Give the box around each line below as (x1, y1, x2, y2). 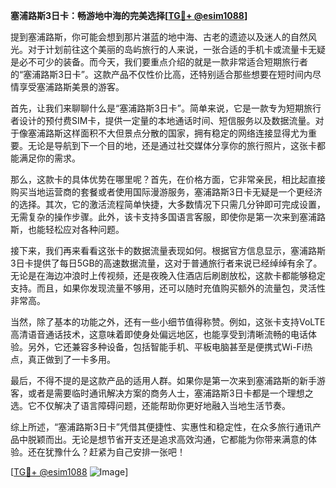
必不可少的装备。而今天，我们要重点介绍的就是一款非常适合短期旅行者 (18, 56, 308, 68)
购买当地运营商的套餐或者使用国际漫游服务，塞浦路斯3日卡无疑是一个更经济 (10, 186, 323, 198)
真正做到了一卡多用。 (27, 354, 116, 365)
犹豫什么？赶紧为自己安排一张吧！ (44, 446, 186, 458)
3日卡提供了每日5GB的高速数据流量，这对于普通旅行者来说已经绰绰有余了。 (10, 257, 323, 269)
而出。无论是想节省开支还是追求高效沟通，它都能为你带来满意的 (44, 434, 308, 445)
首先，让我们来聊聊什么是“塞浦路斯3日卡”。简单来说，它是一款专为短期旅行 (10, 102, 322, 114)
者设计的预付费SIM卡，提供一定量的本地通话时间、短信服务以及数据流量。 (10, 115, 316, 126)
